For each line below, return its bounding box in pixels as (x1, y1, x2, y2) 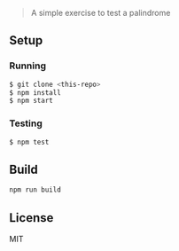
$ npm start (9, 97, 53, 106)
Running (9, 59, 47, 72)
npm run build (9, 185, 62, 194)
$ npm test (9, 137, 50, 146)
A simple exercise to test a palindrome (30, 8, 171, 18)
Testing (9, 117, 43, 129)
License (9, 210, 54, 225)
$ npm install (9, 88, 62, 97)
